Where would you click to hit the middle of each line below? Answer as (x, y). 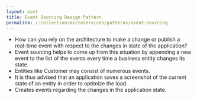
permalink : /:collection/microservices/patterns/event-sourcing (87, 23)
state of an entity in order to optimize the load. (71, 84)
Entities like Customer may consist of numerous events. (82, 71)
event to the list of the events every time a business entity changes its (100, 58)
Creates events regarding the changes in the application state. (91, 90)
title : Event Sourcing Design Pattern (54, 17)
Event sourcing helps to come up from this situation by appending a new (103, 52)
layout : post (22, 12)
